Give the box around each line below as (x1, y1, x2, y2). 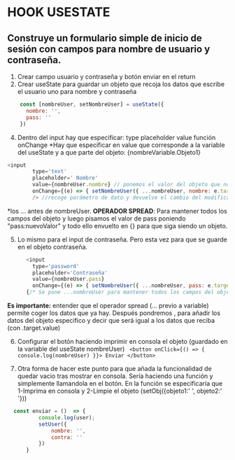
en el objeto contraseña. (17, 242, 88, 251)
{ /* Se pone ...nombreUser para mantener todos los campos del (25, 288, 215, 296)
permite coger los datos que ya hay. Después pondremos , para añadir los (7, 309, 221, 317)
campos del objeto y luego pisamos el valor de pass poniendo (7, 214, 186, 223)
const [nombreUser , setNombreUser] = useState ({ (20, 101, 164, 108)
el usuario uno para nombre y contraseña (17, 88, 137, 95)
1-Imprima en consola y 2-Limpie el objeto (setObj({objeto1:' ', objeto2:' (17, 386, 222, 395)
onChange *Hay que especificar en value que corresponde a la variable (17, 141, 225, 149)
